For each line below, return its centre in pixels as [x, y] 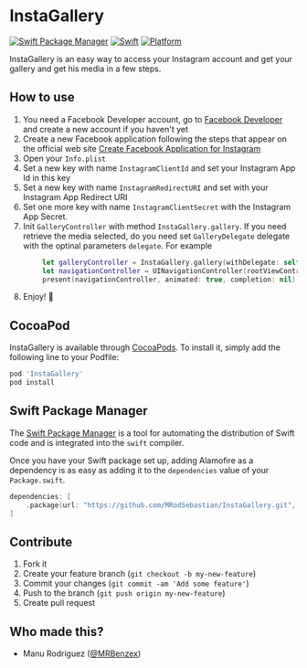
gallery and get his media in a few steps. [85, 69]
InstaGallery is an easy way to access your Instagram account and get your [151, 58]
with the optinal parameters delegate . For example [117, 245]
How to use [42, 97]
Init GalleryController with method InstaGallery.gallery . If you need [154, 226]
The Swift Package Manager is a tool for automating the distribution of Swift [152, 433]
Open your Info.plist [64, 158]
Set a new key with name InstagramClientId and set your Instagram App [159, 168]
